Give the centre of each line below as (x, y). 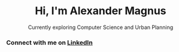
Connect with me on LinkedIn (49, 43)
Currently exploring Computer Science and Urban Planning (101, 27)
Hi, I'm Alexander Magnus (101, 11)
